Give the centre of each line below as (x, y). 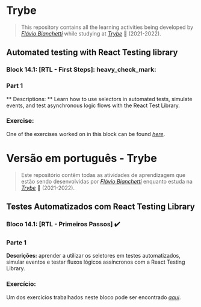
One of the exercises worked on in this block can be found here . (86, 134)
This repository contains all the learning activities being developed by (107, 27)
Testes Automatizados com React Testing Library (101, 207)
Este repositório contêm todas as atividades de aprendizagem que (103, 175)
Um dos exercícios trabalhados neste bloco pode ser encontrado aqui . (94, 297)
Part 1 (14, 86)
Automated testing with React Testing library (92, 53)
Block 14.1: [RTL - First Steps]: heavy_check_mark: (81, 70)
